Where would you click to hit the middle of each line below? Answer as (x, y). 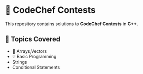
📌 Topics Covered (33, 39)
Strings (19, 62)
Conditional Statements (36, 67)
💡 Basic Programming (34, 56)
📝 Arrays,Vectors (29, 51)
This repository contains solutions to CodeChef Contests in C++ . (71, 24)
